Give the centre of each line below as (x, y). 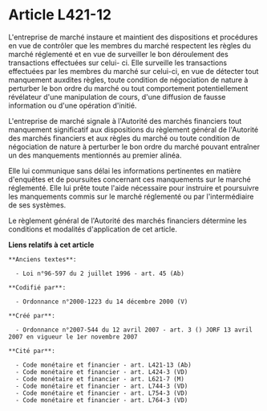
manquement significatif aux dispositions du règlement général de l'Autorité (133, 129)
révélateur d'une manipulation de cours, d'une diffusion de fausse (117, 97)
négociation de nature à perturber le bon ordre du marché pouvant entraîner (134, 146)
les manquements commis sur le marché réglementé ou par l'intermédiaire (131, 196)
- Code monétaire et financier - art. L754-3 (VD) (102, 393)
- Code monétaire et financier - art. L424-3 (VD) (102, 372)
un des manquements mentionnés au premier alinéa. (95, 155)
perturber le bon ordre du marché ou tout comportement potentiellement (128, 88)
